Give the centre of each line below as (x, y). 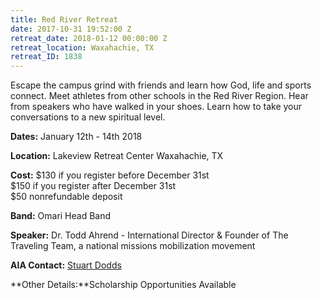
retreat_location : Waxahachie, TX (82, 47)
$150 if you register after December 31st (93, 186)
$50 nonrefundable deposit (66, 197)
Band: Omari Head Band (61, 216)
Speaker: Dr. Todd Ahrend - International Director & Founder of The (149, 235)
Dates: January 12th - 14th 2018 (76, 137)
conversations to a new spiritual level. (88, 117)
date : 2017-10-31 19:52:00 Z (71, 29)
